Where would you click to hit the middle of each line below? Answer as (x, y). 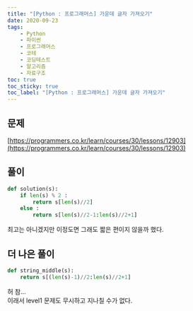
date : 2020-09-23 (33, 20)
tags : (15, 27)
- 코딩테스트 (35, 60)
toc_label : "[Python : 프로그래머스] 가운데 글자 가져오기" (87, 93)
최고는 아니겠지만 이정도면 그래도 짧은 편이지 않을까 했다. (86, 230)
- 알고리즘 (33, 66)
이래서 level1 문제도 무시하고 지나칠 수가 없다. (70, 300)
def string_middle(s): (41, 270)
